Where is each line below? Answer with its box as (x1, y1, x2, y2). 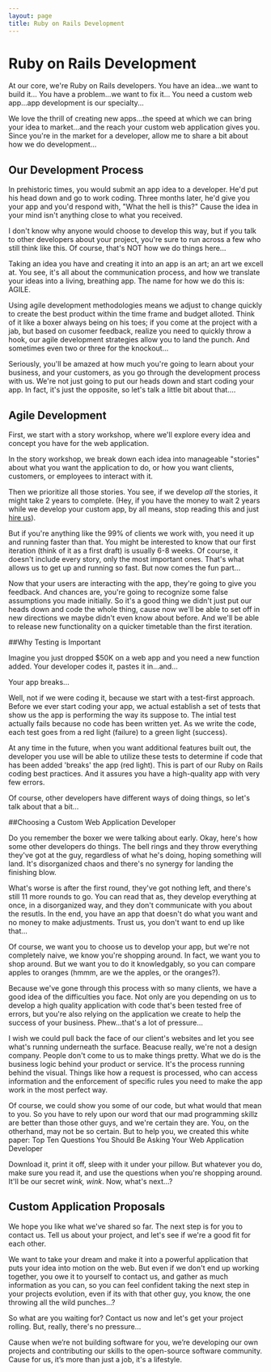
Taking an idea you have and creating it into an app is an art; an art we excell (8, 259, 264, 269)
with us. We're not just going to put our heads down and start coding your (8, 376, 255, 386)
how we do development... (8, 139, 97, 150)
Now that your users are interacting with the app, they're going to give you (8, 579, 256, 588)
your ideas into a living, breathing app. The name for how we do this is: (8, 276, 245, 286)
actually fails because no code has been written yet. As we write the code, (8, 719, 257, 728)
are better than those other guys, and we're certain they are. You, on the (8, 1118, 249, 1128)
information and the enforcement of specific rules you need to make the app (8, 1077, 263, 1086)
